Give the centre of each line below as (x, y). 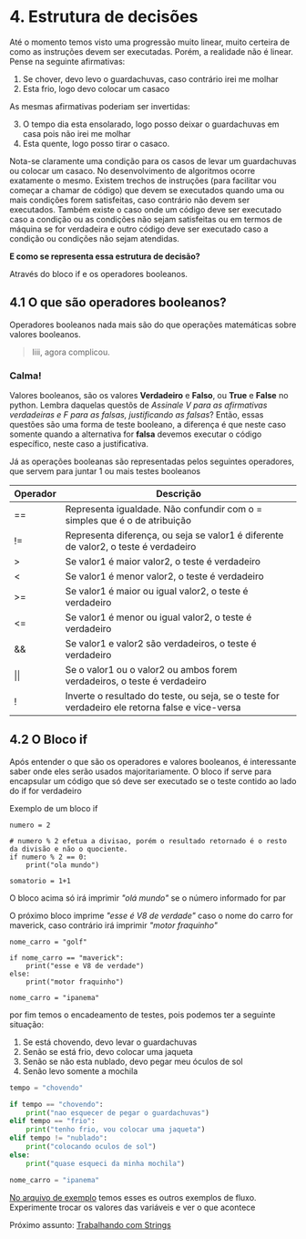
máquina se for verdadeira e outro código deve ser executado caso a (139, 229)
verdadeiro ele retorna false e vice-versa (153, 707)
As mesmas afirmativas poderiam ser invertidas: (100, 106)
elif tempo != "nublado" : (58, 1138)
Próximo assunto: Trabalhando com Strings (90, 1224)
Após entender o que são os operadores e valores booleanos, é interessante (153, 761)
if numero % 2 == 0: (49, 857)
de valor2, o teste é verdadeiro (131, 547)
